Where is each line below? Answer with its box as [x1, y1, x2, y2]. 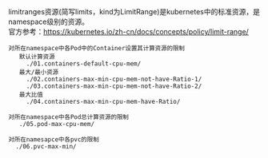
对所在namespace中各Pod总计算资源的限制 [8, 113, 130, 121]
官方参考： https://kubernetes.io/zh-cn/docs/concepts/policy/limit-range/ [8, 27, 250, 36]
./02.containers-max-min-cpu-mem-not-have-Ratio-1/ [26, 75, 202, 83]
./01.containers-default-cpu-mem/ [26, 60, 142, 68]
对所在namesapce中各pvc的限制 [8, 136, 100, 144]
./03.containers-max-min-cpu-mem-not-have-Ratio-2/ [26, 82, 202, 90]
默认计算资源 [18, 53, 55, 61]
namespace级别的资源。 [8, 17, 90, 26]
